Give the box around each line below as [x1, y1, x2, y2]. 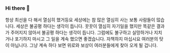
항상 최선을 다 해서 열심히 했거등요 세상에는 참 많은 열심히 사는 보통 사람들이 [5, 17, 156, 23]
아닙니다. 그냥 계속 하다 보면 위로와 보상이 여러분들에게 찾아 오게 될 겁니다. [10, 42, 158, 48]
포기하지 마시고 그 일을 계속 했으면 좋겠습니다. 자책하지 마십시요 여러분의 [14, 36, 158, 42]
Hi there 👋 [5, 5, 30, 12]
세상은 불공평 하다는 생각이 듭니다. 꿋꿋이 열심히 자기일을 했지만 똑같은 [16, 23, 156, 30]
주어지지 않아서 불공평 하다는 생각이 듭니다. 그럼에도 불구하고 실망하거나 [10, 30, 153, 36]
